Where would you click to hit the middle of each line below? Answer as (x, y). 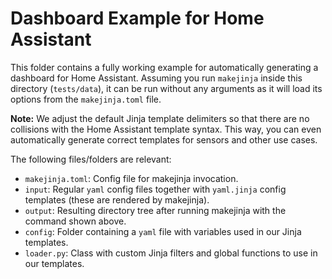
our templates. (54, 263)
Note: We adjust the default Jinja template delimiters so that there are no (160, 118)
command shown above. (75, 221)
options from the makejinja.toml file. (86, 99)
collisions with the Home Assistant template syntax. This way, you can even (166, 129)
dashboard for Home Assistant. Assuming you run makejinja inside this (156, 78)
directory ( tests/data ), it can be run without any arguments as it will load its (166, 88)
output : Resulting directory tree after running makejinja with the (155, 210)
